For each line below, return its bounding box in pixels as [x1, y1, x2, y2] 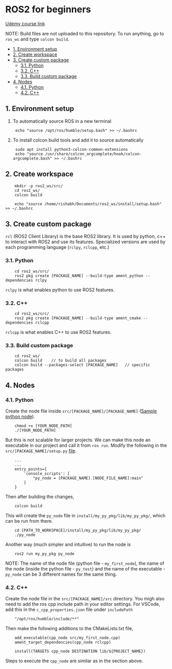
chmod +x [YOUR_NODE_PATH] [14, 423, 72, 428]
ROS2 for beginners [5, 4, 91, 15]
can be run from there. [5, 518, 53, 524]
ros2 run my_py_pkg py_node [14, 551, 74, 556]
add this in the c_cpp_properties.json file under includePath [5, 606, 133, 613]
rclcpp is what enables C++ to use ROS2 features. [5, 329, 112, 335]
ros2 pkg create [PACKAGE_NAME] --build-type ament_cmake [14, 316, 141, 321]
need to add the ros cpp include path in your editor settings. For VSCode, [5, 601, 160, 607]
